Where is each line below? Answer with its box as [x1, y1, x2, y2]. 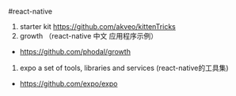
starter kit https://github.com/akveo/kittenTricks [19, 22, 176, 31]
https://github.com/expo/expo [19, 79, 118, 88]
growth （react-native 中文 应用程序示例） [19, 31, 158, 40]
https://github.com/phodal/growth [19, 47, 131, 56]
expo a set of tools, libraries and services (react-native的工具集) [19, 63, 229, 72]
